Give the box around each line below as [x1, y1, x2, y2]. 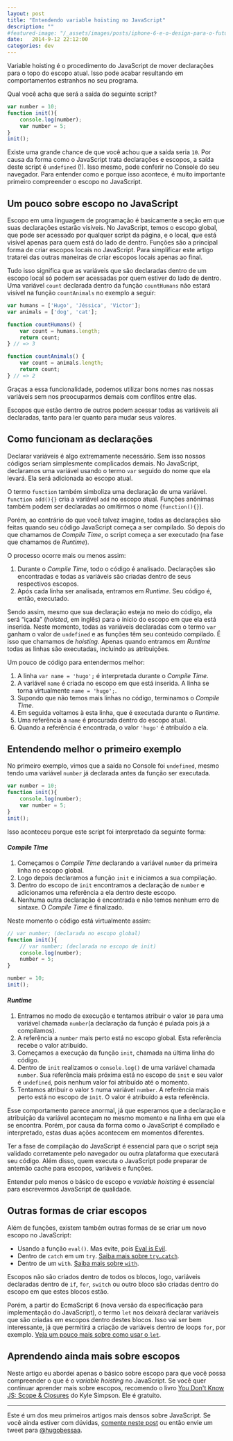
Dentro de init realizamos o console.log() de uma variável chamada [17, 1064, 216, 1072]
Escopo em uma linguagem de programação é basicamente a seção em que [7, 216, 225, 224]
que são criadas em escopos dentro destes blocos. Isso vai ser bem [7, 1315, 202, 1324]
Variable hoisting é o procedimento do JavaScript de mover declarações [7, 62, 214, 69]
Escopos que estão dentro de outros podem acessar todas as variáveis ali [7, 406, 218, 414]
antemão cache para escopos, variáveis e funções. [7, 1164, 153, 1173]
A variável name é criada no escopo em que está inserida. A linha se [17, 679, 209, 687]
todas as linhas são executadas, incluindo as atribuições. [7, 644, 170, 653]
